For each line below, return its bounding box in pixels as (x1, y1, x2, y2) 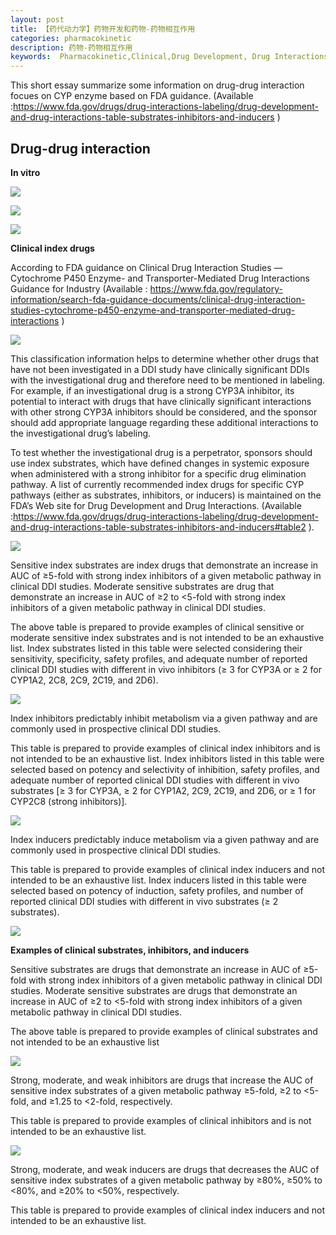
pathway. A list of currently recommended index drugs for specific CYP (10, 478, 305, 490)
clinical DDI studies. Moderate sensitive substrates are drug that (10, 580, 275, 592)
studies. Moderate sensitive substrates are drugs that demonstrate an (10, 984, 298, 996)
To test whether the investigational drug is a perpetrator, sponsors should (10, 446, 313, 458)
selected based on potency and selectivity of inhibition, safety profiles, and (10, 763, 320, 775)
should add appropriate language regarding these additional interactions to (10, 416, 319, 428)
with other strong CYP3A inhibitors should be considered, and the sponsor (10, 406, 318, 418)
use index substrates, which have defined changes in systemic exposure (10, 457, 310, 469)
